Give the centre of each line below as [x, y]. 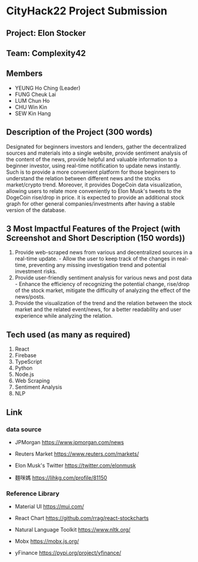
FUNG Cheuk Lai [35, 94]
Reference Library [33, 493]
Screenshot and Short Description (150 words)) [96, 238]
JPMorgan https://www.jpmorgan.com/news [69, 442]
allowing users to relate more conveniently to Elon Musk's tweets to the [94, 191]
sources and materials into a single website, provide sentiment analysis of [97, 153]
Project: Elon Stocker [46, 33]
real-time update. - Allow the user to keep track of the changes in [95, 259]
